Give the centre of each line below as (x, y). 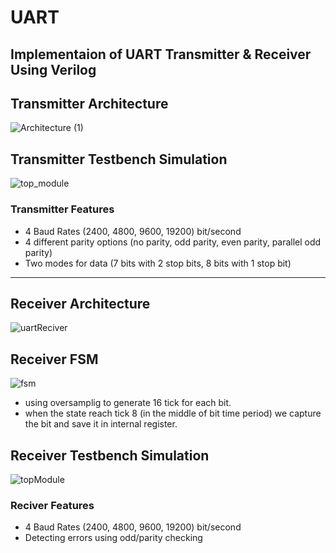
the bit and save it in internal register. (101, 424)
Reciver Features (52, 505)
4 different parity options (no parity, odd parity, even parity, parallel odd (173, 242)
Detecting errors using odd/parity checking (113, 538)
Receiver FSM (54, 359)
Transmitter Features (62, 209)
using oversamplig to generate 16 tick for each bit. (128, 403)
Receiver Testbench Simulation (110, 455)
